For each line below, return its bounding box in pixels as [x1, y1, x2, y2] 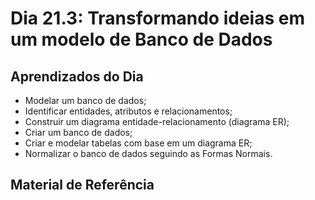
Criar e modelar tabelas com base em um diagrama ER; [24, 137, 253, 149]
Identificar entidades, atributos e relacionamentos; [24, 105, 233, 117]
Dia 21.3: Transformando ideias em [10, 7, 305, 30]
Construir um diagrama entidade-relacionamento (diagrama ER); [24, 116, 290, 127]
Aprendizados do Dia [10, 68, 144, 85]
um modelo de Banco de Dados [10, 28, 273, 51]
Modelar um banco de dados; [24, 95, 147, 106]
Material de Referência [10, 177, 155, 194]
